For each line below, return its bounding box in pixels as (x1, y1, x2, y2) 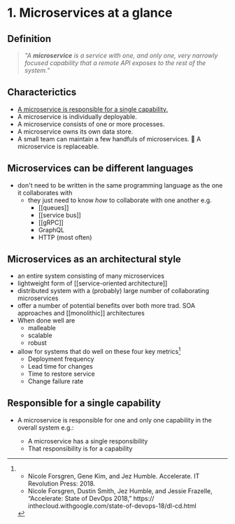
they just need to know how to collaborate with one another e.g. (27, 196, 212, 204)
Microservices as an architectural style (7, 253, 182, 265)
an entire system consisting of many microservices (17, 271, 164, 281)
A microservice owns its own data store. (17, 127, 134, 136)
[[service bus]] (38, 211, 82, 219)
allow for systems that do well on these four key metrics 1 (17, 346, 181, 356)
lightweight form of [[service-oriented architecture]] (17, 279, 168, 288)
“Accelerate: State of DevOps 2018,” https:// (27, 494, 155, 502)
